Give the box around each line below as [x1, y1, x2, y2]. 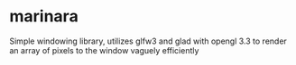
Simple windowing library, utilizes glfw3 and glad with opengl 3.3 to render [9, 36, 287, 46]
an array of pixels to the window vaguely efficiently [9, 45, 199, 55]
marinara [9, 6, 79, 27]
